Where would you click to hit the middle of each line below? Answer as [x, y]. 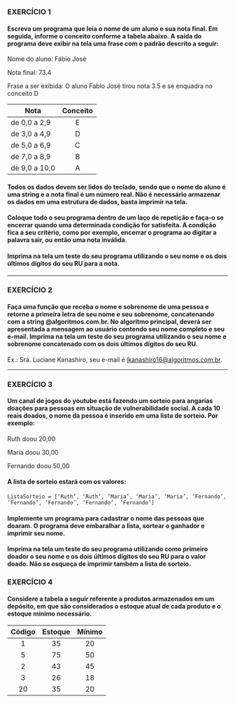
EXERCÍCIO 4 [30, 582]
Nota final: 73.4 [29, 73]
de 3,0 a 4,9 [31, 134]
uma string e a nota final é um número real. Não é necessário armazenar [114, 194]
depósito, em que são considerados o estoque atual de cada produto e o [114, 606]
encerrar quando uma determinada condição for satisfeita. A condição [112, 225]
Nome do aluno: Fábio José [47, 59]
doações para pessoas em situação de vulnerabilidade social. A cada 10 [114, 409]
